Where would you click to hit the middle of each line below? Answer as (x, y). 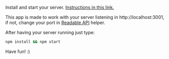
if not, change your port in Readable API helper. (55, 23)
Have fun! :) (18, 51)
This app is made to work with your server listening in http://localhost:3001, (85, 17)
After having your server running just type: (50, 32)
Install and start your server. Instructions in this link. (60, 7)
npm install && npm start (33, 42)
